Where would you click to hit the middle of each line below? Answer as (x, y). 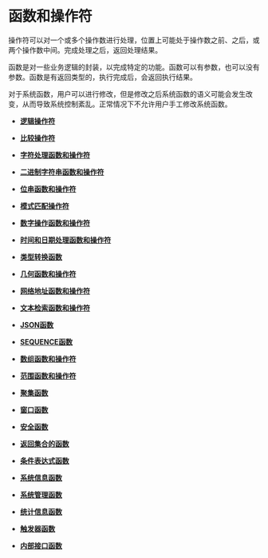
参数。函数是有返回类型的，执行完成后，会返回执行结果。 (102, 77)
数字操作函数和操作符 (55, 223)
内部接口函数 (41, 545)
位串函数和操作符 (48, 189)
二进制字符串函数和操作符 (62, 172)
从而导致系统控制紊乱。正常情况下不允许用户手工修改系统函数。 (127, 104)
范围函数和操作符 (48, 376)
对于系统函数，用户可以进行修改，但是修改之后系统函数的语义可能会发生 (127, 94)
